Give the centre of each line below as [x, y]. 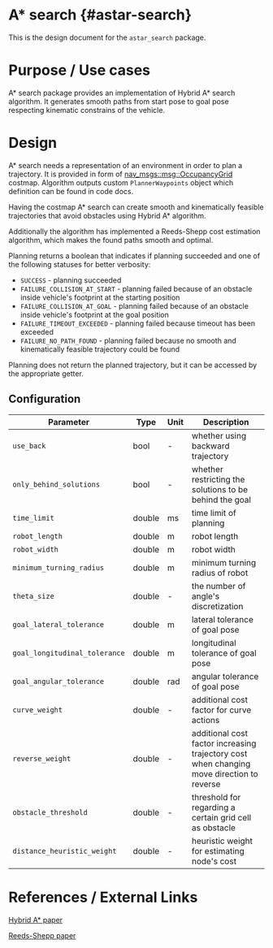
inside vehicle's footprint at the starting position [100, 297]
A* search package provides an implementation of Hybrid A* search [122, 93]
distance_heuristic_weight [65, 851]
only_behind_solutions [56, 484]
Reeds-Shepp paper [42, 935]
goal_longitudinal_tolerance [69, 653]
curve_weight [38, 710]
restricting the [218, 479]
